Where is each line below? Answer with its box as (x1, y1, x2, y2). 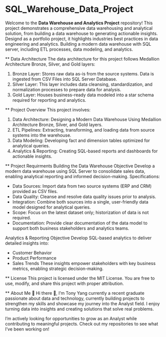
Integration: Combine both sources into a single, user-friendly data (12, 199, 149, 204)
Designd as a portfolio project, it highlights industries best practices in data (5, 36, 159, 42)
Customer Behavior (12, 250, 52, 256)
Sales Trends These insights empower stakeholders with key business (12, 260, 156, 266)
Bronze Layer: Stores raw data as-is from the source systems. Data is (12, 70, 155, 76)
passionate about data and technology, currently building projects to (5, 295, 145, 301)
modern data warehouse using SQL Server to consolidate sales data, (5, 168, 146, 174)
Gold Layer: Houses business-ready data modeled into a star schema (12, 92, 154, 98)
